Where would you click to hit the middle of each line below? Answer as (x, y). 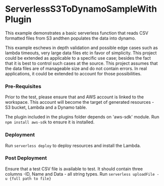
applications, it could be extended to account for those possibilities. (73, 73)
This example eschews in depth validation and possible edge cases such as (82, 47)
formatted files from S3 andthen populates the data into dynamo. (70, 38)
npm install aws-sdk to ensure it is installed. (50, 122)
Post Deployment (26, 158)
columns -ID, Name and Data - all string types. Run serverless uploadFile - (82, 174)
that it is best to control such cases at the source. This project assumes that (82, 63)
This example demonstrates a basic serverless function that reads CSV (77, 33)
